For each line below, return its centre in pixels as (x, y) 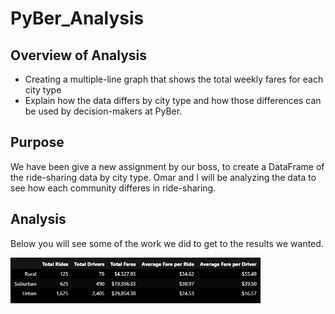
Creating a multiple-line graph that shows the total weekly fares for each (174, 79)
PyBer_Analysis (77, 18)
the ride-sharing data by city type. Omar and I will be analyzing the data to (163, 177)
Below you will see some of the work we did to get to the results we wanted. (167, 243)
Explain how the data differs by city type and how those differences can (173, 100)
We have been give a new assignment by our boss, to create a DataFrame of (167, 166)
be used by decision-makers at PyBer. (103, 111)
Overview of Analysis (79, 55)
